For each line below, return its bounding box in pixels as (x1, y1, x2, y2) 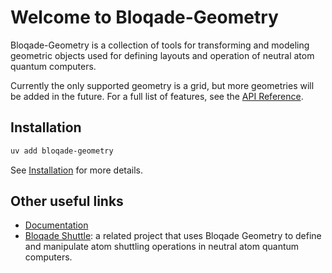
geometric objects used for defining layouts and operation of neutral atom (10, 49, 315, 61)
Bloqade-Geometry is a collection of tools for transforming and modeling (10, 39, 310, 51)
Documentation (24, 219, 89, 231)
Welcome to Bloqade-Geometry (10, 6, 279, 29)
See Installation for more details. (10, 164, 144, 176)
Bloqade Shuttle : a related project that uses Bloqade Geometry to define (24, 230, 322, 242)
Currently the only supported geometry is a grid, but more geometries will (10, 79, 315, 91)
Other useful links (10, 193, 124, 210)
